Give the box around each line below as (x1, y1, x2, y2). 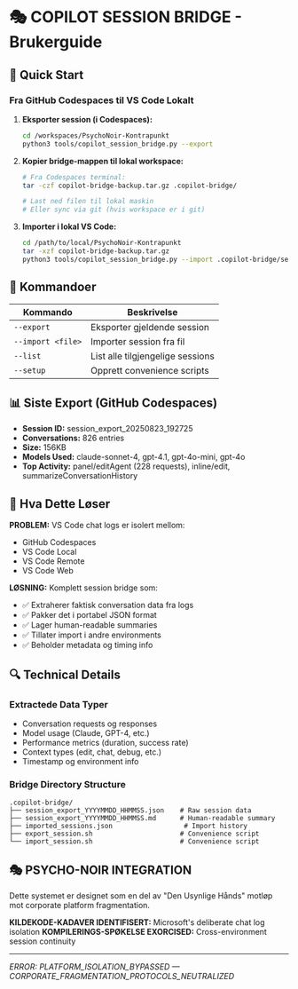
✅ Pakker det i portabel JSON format (21, 610, 157, 621)
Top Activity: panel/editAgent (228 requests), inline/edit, (21, 461, 231, 471)
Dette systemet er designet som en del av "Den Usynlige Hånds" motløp (9, 890, 273, 901)
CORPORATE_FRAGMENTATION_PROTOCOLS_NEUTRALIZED (9, 970, 235, 981)
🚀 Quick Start (9, 67, 84, 83)
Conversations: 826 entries (21, 432, 125, 444)
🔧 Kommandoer (9, 280, 97, 295)
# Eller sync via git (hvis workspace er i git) (21, 205, 206, 214)
